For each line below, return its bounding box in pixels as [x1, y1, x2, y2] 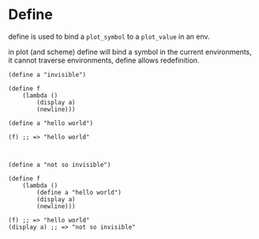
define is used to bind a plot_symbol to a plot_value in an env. [8, 32, 211, 41]
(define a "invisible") [8, 70, 87, 78]
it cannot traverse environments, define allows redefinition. [8, 55, 200, 65]
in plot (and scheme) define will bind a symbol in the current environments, [8, 47, 253, 56]
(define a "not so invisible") [8, 161, 111, 169]
